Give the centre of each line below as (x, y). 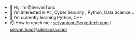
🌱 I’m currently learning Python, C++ (46, 17)
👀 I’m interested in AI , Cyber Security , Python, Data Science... (72, 12)
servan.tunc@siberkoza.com (38, 29)
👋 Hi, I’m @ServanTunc (32, 7)
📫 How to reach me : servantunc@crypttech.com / (60, 23)
